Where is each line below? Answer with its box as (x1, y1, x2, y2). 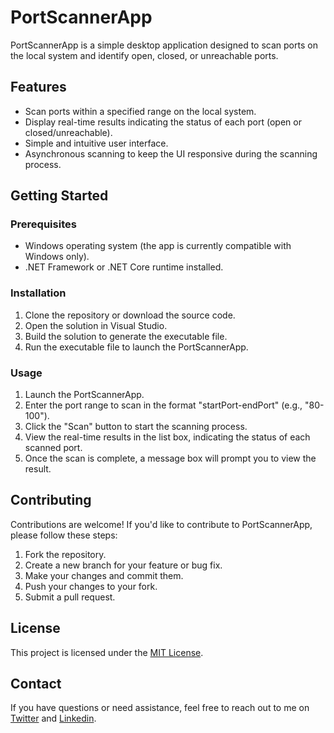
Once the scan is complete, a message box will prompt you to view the (24, 452, 317, 465)
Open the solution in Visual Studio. (24, 319, 168, 331)
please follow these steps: (10, 529, 118, 541)
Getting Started (10, 187, 109, 205)
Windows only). (24, 251, 90, 263)
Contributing (10, 492, 92, 509)
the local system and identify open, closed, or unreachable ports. (10, 49, 279, 61)
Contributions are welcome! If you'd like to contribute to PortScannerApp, (10, 518, 313, 530)
